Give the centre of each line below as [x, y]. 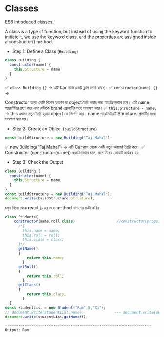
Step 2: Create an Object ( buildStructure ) [54, 129]
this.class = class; [43, 239]
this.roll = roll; [41, 235]
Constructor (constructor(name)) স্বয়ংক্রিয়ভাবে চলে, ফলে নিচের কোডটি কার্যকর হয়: [72, 153]
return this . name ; [45, 258]
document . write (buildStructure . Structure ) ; [50, 198]
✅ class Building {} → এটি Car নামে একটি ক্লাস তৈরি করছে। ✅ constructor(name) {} [81, 88]
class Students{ [21, 217]
